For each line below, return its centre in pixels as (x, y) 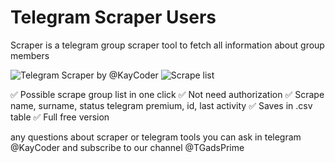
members (30, 55)
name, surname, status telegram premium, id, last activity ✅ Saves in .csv (161, 105)
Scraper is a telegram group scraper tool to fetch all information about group (167, 45)
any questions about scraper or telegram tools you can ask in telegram (156, 137)
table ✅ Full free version (60, 117)
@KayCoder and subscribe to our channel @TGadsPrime (127, 147)
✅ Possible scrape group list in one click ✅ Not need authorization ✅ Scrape (167, 94)
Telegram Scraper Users (113, 17)
